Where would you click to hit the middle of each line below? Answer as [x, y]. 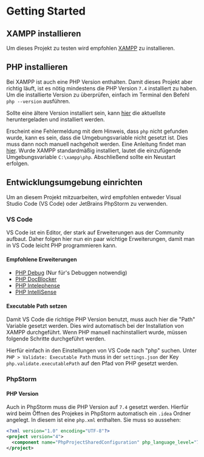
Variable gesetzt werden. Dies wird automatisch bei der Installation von [95, 326]
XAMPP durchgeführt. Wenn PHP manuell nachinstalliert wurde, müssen [97, 333]
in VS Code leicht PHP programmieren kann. [62, 245]
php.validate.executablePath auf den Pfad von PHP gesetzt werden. [92, 364]
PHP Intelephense [38, 286]
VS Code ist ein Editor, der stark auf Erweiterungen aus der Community [95, 232]
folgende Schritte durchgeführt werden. [56, 339]
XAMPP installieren [44, 34]
